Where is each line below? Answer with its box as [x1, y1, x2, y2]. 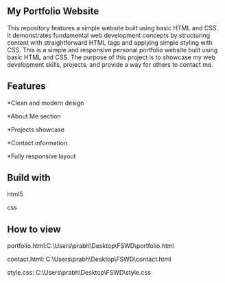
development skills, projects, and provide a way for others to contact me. [7, 60, 214, 68]
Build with [7, 172, 51, 184]
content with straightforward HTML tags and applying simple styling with [7, 38, 213, 47]
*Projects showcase [7, 125, 65, 134]
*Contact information [7, 138, 68, 147]
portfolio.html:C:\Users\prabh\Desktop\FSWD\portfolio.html [7, 242, 174, 250]
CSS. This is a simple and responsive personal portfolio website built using [7, 45, 218, 54]
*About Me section [7, 112, 61, 120]
